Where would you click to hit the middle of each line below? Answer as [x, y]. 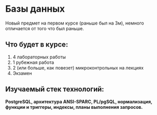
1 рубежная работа [33, 62]
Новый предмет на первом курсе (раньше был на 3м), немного [75, 23]
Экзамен [22, 73]
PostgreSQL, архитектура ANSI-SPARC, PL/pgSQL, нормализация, [79, 101]
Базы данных [35, 9]
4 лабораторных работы [39, 57]
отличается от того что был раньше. [45, 28]
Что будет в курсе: [37, 45]
